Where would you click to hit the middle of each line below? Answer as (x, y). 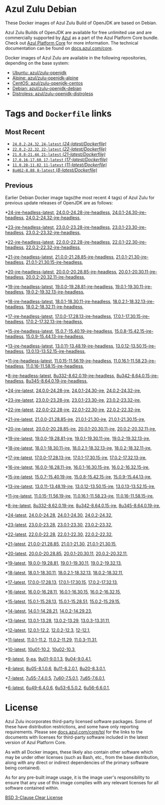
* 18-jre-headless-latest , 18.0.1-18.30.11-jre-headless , (58, 301)
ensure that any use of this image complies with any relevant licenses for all (82, 782)
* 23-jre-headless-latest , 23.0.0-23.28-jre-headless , (58, 227)
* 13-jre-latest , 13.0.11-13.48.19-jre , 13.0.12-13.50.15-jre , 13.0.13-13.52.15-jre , (80, 486)
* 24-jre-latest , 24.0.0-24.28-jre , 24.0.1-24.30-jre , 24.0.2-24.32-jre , (73, 390)
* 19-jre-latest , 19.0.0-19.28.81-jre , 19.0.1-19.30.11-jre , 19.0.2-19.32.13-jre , (78, 438)
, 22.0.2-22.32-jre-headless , (52, 247)
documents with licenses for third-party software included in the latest (77, 737)
